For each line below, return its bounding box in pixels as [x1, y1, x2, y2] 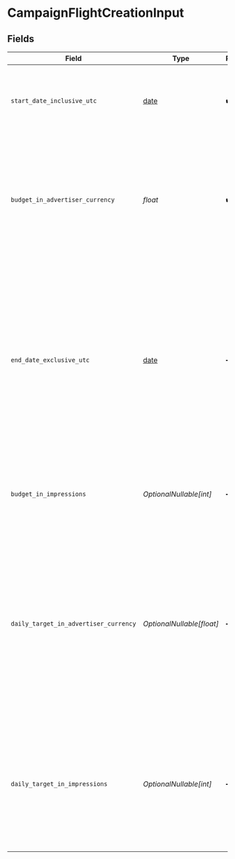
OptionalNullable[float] [143, 619, 219, 628]
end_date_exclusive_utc [10, 356, 90, 364]
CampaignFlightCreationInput [7, 5, 185, 21]
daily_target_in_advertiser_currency [10, 620, 136, 628]
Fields [7, 33, 35, 45]
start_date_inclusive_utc [10, 97, 97, 104]
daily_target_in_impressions [10, 780, 108, 788]
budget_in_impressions [10, 490, 86, 498]
